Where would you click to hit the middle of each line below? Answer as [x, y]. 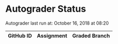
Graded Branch [91, 35]
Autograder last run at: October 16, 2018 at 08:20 [57, 23]
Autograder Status [46, 9]
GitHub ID [20, 35]
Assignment [52, 35]
